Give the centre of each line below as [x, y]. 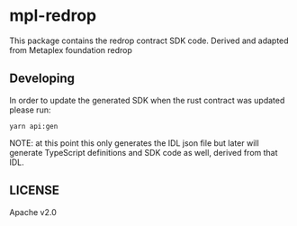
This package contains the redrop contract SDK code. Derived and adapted [149, 41]
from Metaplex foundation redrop [71, 50]
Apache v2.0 [33, 212]
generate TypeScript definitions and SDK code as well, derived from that [144, 152]
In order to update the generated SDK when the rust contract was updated [147, 100]
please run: [30, 110]
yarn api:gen [34, 126]
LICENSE [35, 190]
